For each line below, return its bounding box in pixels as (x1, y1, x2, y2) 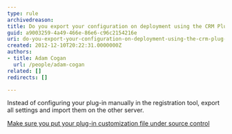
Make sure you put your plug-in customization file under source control (7, 120, 210, 128)
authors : (7, 49, 32, 56)
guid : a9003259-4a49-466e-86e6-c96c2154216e (7, 29, 137, 36)
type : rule (7, 10, 39, 17)
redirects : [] (7, 74, 48, 81)
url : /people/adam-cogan (13, 61, 85, 68)
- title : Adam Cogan (7, 55, 67, 62)
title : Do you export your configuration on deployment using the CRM (7, 23, 215, 30)
